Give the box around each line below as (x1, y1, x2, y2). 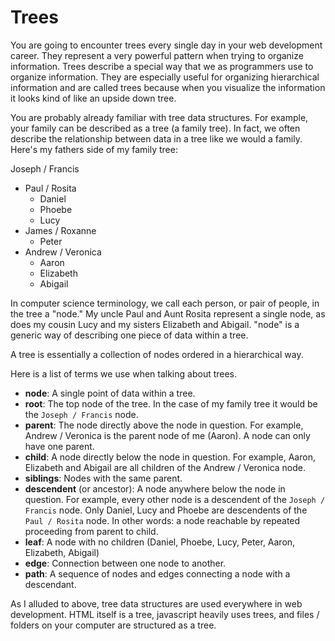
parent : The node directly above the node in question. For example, (24, 419, 304, 431)
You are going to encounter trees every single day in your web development (10, 39, 323, 51)
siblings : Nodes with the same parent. (24, 472, 183, 484)
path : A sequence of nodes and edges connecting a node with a (24, 567, 291, 580)
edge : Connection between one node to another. (24, 557, 227, 569)
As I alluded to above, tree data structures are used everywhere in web (10, 597, 303, 610)
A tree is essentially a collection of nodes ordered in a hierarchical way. (10, 348, 304, 360)
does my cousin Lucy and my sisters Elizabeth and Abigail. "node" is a (10, 318, 300, 330)
